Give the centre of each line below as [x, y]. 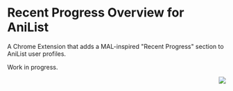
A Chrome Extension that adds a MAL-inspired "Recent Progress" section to [115, 46]
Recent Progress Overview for [96, 13]
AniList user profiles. [37, 54]
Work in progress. [33, 67]
